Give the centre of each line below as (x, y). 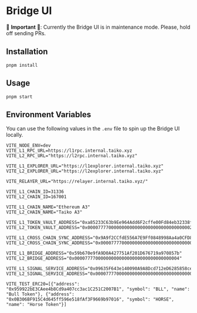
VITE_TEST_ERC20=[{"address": (43, 284)
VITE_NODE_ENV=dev (28, 146)
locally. (15, 135)
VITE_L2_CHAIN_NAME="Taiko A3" (44, 212)
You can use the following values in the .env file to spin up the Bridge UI (93, 129)
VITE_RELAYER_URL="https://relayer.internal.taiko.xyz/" (77, 182)
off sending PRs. (26, 33)
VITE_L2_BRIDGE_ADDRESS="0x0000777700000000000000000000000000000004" (94, 258)
